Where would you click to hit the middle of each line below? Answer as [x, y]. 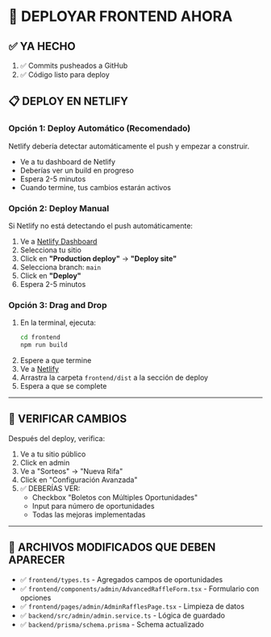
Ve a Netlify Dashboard [58, 241]
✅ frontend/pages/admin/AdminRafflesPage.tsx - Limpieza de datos [132, 606]
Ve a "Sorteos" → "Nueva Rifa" [71, 471]
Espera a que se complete [63, 386]
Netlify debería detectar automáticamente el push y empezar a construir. [129, 146]
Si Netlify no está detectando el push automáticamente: [101, 226]
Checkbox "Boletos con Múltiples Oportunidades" [115, 497]
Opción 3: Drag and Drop [58, 305]
